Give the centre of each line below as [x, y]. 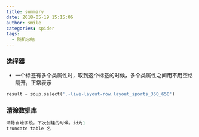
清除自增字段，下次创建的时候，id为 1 [46, 123]
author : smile [24, 23]
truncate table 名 [29, 129]
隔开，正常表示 [33, 83]
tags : [13, 34]
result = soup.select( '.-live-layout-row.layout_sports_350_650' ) [91, 94]
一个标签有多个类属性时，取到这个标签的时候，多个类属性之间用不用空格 [104, 76]
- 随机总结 [23, 39]
